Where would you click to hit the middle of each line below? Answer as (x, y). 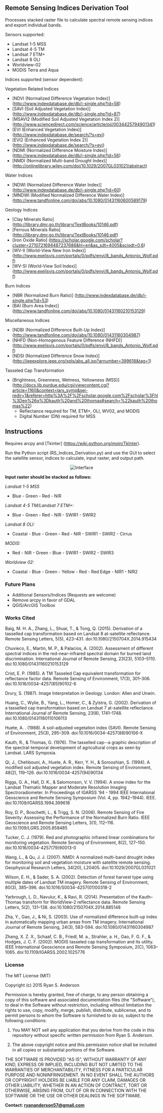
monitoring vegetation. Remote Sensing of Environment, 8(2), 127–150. (75, 843)
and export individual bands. (34, 25)
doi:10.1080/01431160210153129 (37, 664)
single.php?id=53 (29, 300)
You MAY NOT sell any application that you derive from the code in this (83, 1030)
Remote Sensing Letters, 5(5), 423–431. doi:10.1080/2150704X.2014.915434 (81, 639)
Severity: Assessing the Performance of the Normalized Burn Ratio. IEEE (77, 817)
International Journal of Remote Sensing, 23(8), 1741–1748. (64, 713)
